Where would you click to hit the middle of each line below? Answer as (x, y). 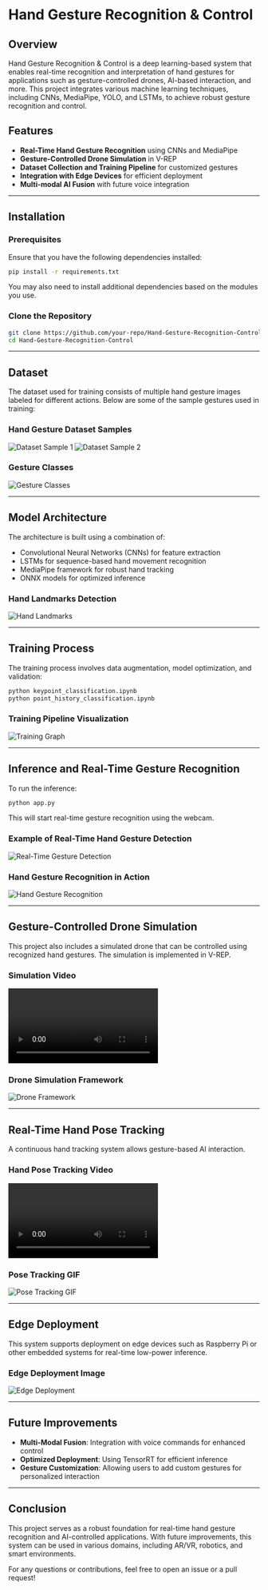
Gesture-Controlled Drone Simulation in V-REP (98, 158)
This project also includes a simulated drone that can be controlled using (128, 946)
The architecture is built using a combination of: (87, 536)
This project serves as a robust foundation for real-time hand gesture (122, 1528)
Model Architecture (58, 518)
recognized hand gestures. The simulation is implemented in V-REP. (120, 954)
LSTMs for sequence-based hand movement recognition (113, 560)
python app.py (32, 803)
